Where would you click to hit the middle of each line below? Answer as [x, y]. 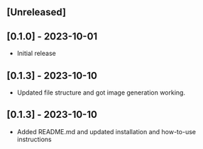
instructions [34, 139]
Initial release [36, 54]
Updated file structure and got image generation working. [101, 93]
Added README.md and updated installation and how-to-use [106, 131]
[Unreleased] [37, 12]
